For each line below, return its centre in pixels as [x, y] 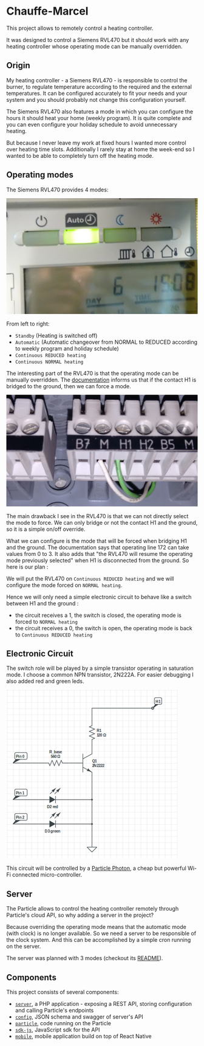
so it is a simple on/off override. [46, 529]
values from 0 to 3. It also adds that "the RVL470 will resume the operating [100, 553]
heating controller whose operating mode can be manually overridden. [94, 46]
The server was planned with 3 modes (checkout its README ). [85, 958]
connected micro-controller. [47, 875]
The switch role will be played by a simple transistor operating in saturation [100, 668]
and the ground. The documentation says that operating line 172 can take [98, 547]
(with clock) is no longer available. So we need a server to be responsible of [101, 933]
